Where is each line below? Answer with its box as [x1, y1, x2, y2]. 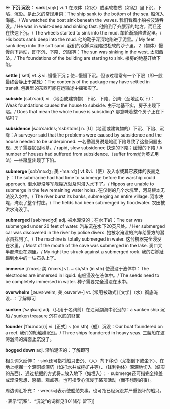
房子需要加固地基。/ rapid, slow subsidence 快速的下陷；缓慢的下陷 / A [14, 145, 163, 151]
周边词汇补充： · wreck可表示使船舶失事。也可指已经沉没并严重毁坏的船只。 [5, 388, 164, 393]
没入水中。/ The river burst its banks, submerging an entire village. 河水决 [9, 193, 163, 199]
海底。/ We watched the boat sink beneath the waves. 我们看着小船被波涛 [5, 17, 160, 23]
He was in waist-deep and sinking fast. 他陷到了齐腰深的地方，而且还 [17, 23, 162, 29]
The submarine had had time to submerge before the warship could [14, 175, 156, 180]
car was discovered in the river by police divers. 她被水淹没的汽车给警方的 [5, 230, 160, 235]
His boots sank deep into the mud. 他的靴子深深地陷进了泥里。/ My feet [5, 36, 155, 42]
